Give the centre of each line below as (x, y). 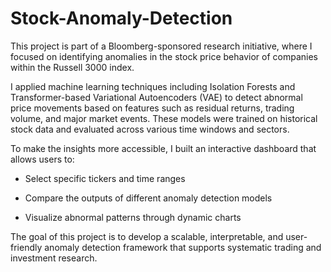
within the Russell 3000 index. (72, 67)
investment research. (54, 258)
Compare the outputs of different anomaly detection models (148, 198)
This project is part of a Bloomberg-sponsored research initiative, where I (161, 46)
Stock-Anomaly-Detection (121, 18)
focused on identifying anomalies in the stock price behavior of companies (164, 56)
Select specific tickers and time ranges (105, 178)
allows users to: (42, 159)
